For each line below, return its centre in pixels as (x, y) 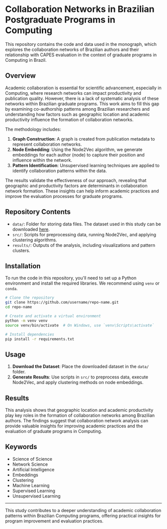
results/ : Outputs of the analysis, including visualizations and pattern (84, 245)
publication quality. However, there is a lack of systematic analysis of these (82, 98)
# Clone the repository (30, 298)
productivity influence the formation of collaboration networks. (69, 119)
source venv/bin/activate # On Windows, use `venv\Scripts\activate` (80, 325)
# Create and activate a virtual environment (53, 316)
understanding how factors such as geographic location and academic (78, 114)
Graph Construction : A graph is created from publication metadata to (83, 139)
